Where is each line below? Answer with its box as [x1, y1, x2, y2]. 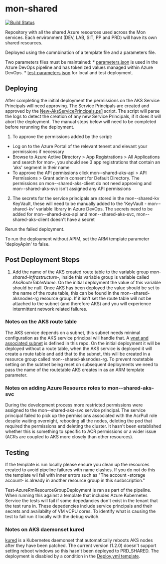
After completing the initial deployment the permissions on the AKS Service [5, 97, 160, 103]
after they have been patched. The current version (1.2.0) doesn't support [5, 543, 157, 549]
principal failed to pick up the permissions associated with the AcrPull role [5, 412, 158, 419]
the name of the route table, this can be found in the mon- [12, 290, 132, 296]
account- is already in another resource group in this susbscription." [5, 477, 146, 483]
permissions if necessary [12, 148, 64, 155]
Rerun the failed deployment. [5, 226, 65, 232]
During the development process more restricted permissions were [5, 402, 143, 408]
